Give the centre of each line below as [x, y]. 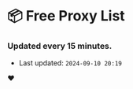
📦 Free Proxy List [66, 16]
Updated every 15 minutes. [60, 46]
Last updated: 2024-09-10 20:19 [70, 63]
